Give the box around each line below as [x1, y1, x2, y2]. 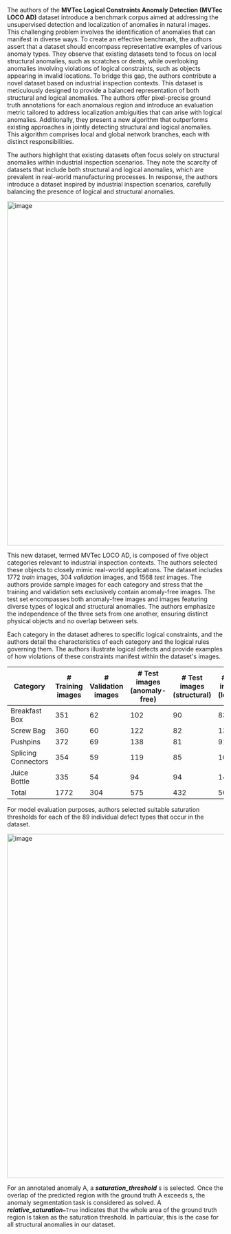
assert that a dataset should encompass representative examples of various [7, 43, 222, 50]
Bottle [10, 777, 30, 786]
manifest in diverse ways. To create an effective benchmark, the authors [7, 35, 212, 43]
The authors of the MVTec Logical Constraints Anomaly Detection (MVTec [7, 6, 223, 14]
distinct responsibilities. [7, 138, 74, 145]
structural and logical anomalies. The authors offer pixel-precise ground [7, 94, 211, 102]
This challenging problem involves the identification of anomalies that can [7, 28, 216, 36]
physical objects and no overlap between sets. [7, 617, 139, 625]
